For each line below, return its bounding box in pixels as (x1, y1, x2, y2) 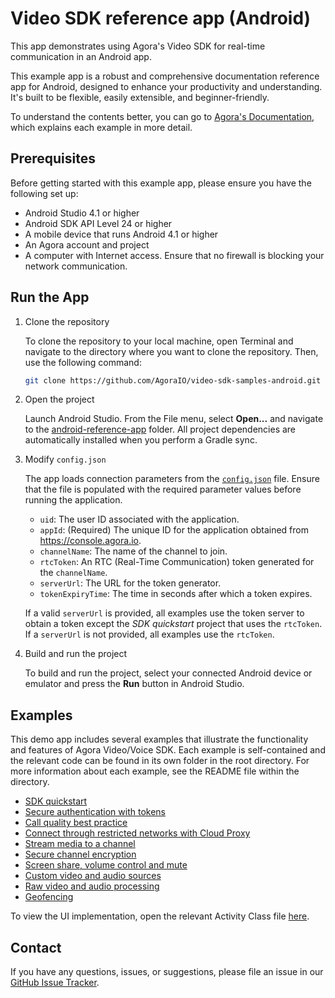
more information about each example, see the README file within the (10, 765, 300, 777)
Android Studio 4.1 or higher (24, 207, 140, 219)
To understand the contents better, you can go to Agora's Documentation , (10, 110, 315, 122)
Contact (10, 939, 62, 956)
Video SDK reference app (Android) (10, 7, 312, 30)
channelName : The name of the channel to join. (39, 545, 228, 557)
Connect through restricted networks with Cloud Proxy (24, 827, 251, 839)
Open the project (24, 393, 95, 406)
